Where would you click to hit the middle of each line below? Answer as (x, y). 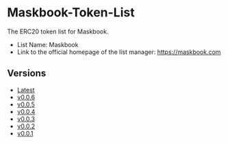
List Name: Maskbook (48, 44)
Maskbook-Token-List (71, 13)
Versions (27, 73)
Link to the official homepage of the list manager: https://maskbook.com (119, 52)
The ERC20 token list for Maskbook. (58, 31)
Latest (26, 89)
